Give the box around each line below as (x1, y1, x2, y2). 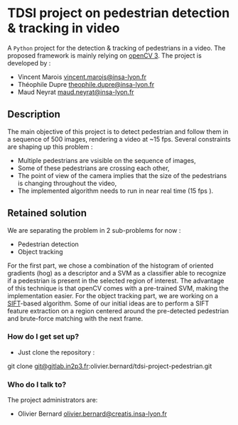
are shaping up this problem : (7, 142, 94, 151)
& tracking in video (7, 20, 120, 36)
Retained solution (7, 207, 87, 219)
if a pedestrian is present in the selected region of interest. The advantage (7, 276, 225, 285)
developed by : (7, 58, 51, 67)
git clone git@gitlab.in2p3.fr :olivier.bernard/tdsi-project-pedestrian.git (7, 362, 212, 370)
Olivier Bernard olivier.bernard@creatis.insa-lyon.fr (17, 409, 168, 418)
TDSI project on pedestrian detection (7, 5, 230, 21)
